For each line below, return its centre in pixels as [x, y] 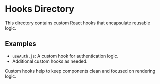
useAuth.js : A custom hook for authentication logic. [65, 56]
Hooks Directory [40, 9]
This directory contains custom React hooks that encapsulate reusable [78, 23]
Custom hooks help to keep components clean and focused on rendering [80, 71]
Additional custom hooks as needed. [50, 61]
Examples [21, 44]
